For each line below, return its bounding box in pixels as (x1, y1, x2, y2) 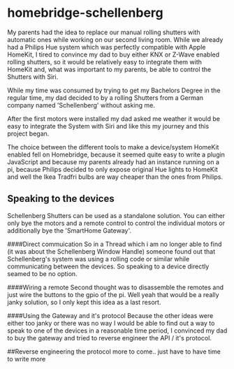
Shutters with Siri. (7, 72, 59, 81)
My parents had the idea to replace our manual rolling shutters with (7, 28, 200, 36)
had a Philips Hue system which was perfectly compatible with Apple (7, 43, 206, 51)
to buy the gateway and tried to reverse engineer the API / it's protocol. (7, 333, 212, 342)
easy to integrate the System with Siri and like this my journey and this (7, 122, 210, 130)
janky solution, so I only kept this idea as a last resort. (7, 298, 161, 306)
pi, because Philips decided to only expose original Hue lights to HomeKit (7, 165, 219, 173)
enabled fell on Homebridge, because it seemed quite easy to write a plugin (7, 150, 226, 159)
